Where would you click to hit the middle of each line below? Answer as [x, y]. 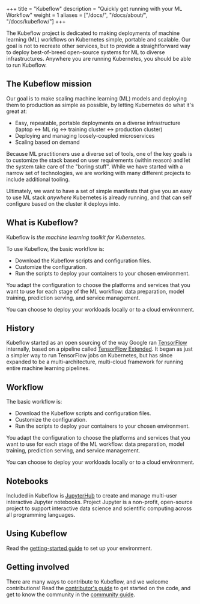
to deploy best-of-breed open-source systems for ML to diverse [86, 52]
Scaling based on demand [47, 142]
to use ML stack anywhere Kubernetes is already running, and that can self [99, 197]
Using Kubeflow [37, 534]
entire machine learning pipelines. [48, 368]
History [20, 328]
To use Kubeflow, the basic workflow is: [56, 248]
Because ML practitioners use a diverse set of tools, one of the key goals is [99, 153]
